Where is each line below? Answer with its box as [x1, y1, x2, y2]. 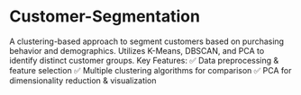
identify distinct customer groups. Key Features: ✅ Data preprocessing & [9, 55, 279, 65]
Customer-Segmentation [9, 6, 201, 27]
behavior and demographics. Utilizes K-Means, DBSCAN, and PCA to [9, 45, 265, 56]
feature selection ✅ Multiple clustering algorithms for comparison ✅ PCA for [9, 65, 292, 75]
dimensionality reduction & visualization [9, 74, 157, 86]
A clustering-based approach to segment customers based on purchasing [9, 36, 285, 47]
